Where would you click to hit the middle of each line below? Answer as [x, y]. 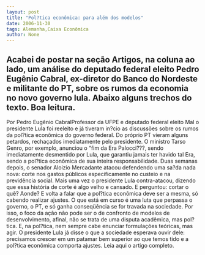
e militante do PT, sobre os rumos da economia [97, 88]
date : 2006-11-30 [28, 23]
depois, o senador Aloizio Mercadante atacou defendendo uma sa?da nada [101, 167]
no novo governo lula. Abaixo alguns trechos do [99, 98]
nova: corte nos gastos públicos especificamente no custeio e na [88, 174]
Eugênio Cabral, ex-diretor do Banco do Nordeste [102, 79]
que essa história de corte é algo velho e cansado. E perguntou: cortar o [98, 187]
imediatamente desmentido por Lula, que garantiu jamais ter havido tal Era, [101, 154]
